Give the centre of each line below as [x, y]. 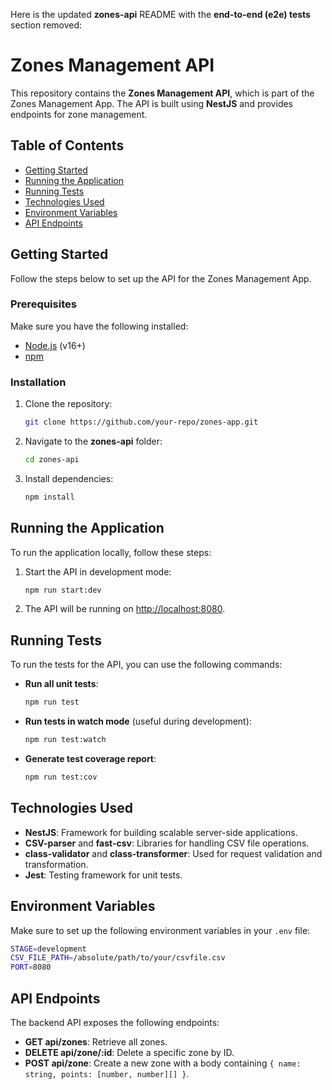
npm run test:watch [65, 740]
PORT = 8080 [31, 967]
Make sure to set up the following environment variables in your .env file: [160, 930]
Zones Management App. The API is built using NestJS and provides [152, 103]
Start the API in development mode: [98, 571]
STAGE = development [48, 949]
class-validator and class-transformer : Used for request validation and [173, 853]
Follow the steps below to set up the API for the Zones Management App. [161, 278]
